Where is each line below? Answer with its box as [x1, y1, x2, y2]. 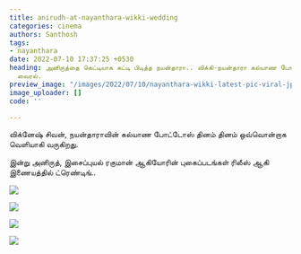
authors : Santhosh [9, 30, 78, 39]
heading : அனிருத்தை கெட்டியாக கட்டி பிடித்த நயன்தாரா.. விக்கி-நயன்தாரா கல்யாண [9, 64, 278, 73]
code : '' [9, 96, 42, 106]
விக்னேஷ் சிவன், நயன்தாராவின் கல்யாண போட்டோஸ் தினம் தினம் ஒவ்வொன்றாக [9, 129, 287, 140]
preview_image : [9, 80, 66, 89]
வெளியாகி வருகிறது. [9, 139, 79, 150]
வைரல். [17, 72, 42, 81]
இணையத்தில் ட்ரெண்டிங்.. [9, 167, 97, 178]
